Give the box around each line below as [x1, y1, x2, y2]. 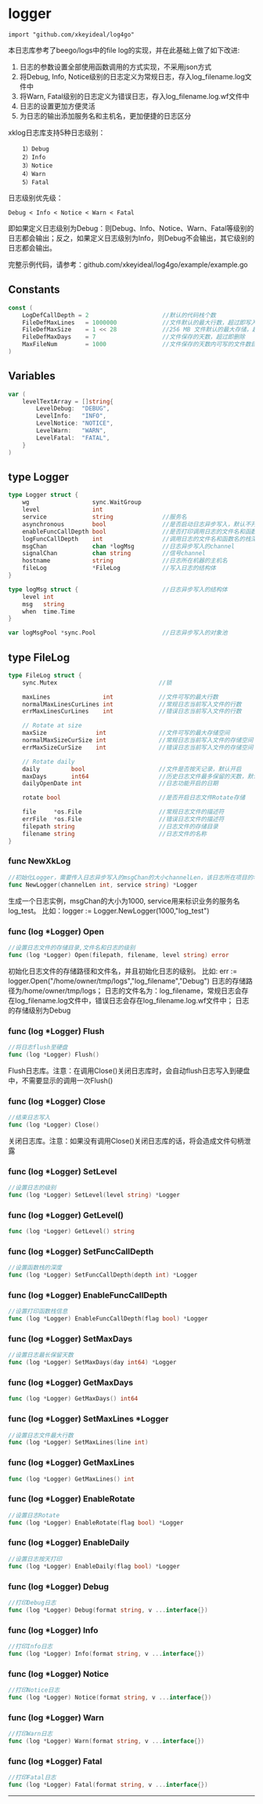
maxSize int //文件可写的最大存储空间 [22, 729, 230, 737]
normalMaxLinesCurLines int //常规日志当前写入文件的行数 [22, 700, 242, 708]
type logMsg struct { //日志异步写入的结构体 [8, 586, 229, 593]
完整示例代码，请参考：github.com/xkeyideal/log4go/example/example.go [8, 260, 248, 269]
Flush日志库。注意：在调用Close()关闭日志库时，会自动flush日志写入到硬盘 [8, 1065, 250, 1075]
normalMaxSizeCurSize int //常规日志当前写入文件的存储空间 [22, 736, 254, 744]
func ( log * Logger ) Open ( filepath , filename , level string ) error [8, 951, 229, 959]
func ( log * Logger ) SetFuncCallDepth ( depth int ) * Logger [8, 1271, 198, 1280]
